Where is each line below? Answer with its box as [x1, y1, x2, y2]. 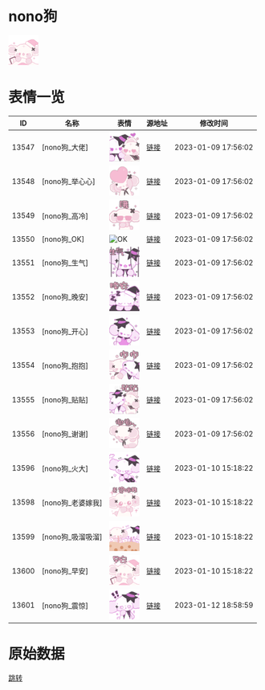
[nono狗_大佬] [41, 142, 89, 153]
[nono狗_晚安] [41, 292, 89, 302]
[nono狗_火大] [41, 463, 89, 473]
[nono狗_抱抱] [41, 361, 89, 370]
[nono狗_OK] [41, 235, 85, 244]
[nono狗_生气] [41, 258, 89, 267]
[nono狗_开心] [41, 326, 89, 336]
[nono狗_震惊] [41, 600, 89, 610]
